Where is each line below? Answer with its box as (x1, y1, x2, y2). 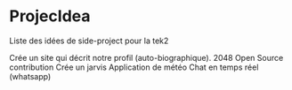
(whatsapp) (9, 71, 52, 81)
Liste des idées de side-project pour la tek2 (9, 35, 169, 46)
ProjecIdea (9, 6, 91, 26)
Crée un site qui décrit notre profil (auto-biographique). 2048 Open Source (9, 52, 284, 63)
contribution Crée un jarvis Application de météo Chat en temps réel (9, 62, 259, 72)
